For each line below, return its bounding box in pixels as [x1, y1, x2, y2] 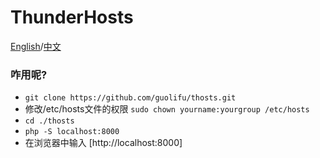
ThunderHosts [10, 6, 134, 29]
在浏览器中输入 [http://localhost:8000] [24, 137, 183, 149]
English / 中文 [10, 40, 62, 52]
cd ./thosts [24, 116, 75, 126]
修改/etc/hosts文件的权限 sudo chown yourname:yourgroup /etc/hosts [24, 103, 310, 115]
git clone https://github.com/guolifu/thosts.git [24, 93, 237, 103]
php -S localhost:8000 [24, 127, 120, 137]
